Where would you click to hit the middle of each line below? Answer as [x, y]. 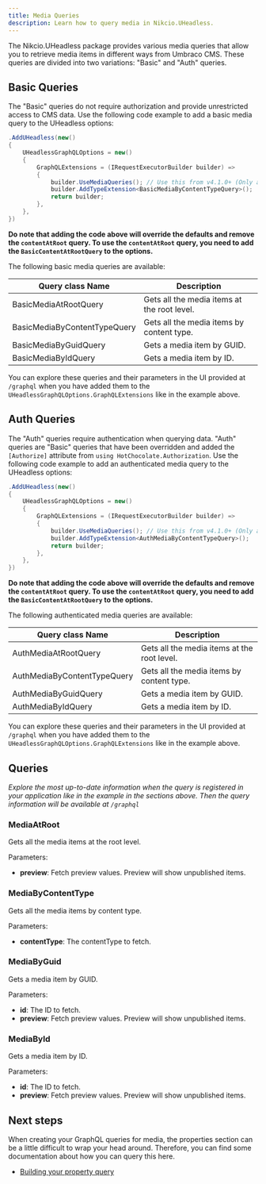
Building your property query [67, 1171]
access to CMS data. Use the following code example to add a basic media [130, 115]
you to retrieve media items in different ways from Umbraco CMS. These [126, 54]
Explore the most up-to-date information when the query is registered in [126, 787]
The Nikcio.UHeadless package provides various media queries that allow [129, 45]
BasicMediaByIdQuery [54, 358]
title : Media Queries [44, 15]
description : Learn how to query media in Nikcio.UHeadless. [111, 23]
